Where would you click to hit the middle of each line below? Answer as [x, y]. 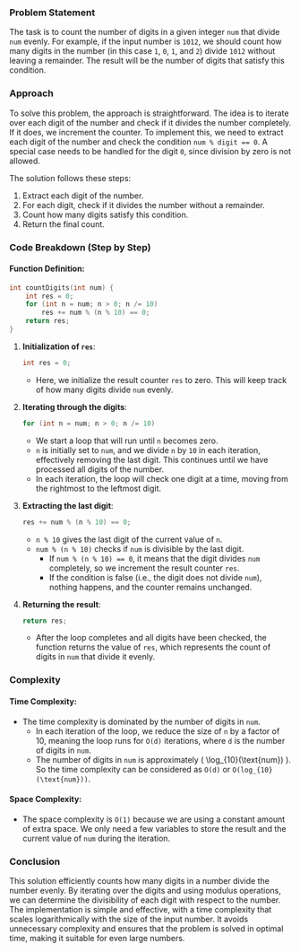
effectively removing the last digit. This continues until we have [152, 459]
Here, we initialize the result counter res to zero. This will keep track [161, 380]
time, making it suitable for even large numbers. [97, 939]
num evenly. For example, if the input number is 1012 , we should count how [146, 41]
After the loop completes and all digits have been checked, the [151, 638]
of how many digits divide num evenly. [104, 389]
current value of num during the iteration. [96, 838]
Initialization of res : [59, 346]
